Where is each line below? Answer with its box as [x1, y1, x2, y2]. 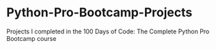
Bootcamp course [6, 34, 57, 42]
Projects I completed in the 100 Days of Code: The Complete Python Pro [6, 27, 210, 35]
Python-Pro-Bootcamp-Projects [6, 5, 193, 20]
